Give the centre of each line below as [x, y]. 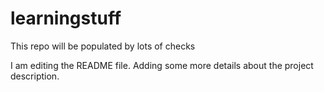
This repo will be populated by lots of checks [103, 46]
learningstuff [66, 18]
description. [35, 76]
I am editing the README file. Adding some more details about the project [162, 65]
